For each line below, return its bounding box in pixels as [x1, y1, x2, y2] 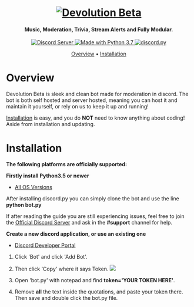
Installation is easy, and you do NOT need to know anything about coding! [6, 114, 185, 121]
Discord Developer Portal [14, 242, 76, 249]
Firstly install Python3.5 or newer [6, 172, 89, 179]
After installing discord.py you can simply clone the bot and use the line [6, 195, 179, 202]
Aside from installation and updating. [6, 121, 95, 128]
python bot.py [6, 202, 42, 209]
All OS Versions [14, 184, 53, 191]
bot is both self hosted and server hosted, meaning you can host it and [6, 97, 178, 104]
